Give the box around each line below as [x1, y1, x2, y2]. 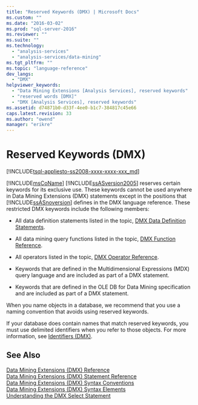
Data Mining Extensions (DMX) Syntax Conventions [6, 379, 134, 386]
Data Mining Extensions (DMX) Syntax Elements [6, 386, 126, 393]
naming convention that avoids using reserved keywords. [6, 308, 149, 315]
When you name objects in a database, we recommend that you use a [6, 301, 180, 309]
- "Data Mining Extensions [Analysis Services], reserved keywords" [12, 88, 188, 94]
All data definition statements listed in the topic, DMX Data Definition [15, 217, 186, 224]
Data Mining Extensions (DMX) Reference [6, 366, 110, 373]
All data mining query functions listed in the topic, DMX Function [15, 235, 176, 243]
